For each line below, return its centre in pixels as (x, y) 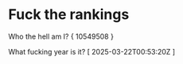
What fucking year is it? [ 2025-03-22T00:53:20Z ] (92, 51)
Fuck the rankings (69, 15)
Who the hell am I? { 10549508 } (61, 36)
